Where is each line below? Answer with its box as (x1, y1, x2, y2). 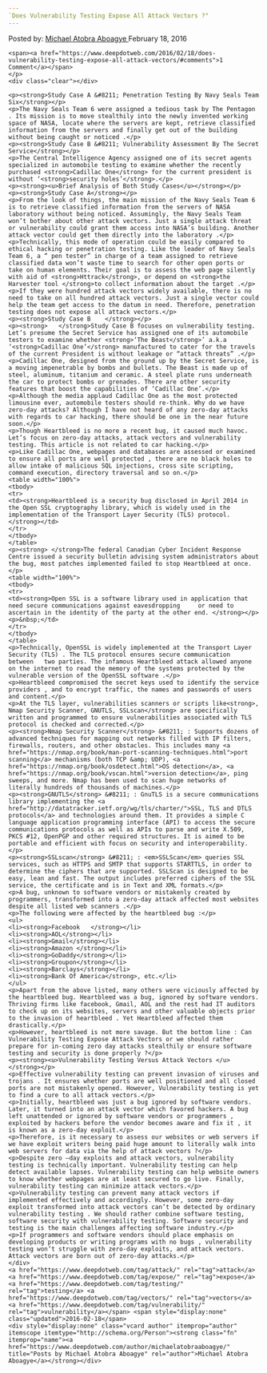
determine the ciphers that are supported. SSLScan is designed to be (8, 867, 249, 875)
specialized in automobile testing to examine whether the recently (8, 161, 241, 169)
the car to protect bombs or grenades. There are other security (8, 377, 230, 386)
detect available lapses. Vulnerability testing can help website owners (8, 1168, 260, 1176)
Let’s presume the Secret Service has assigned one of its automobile (8, 328, 249, 336)
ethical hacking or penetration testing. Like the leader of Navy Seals (8, 245, 256, 253)
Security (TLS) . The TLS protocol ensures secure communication (8, 651, 230, 659)
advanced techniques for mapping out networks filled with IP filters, (8, 734, 252, 742)
